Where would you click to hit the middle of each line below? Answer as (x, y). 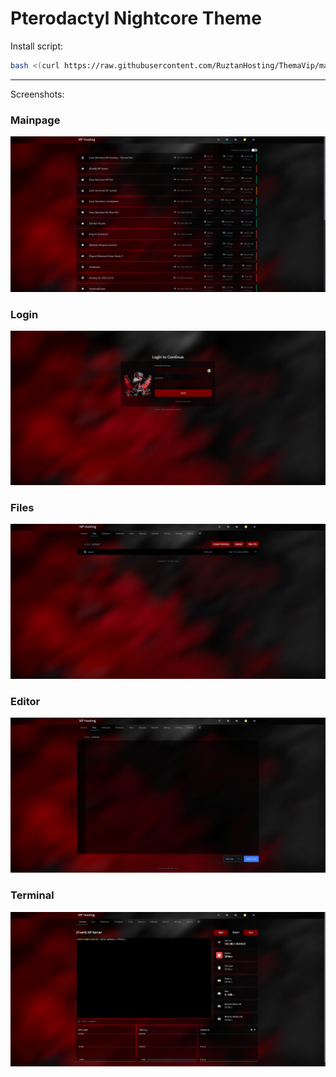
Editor (25, 701)
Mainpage (35, 120)
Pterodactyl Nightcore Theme (136, 18)
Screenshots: (37, 94)
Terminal (32, 895)
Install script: (37, 46)
